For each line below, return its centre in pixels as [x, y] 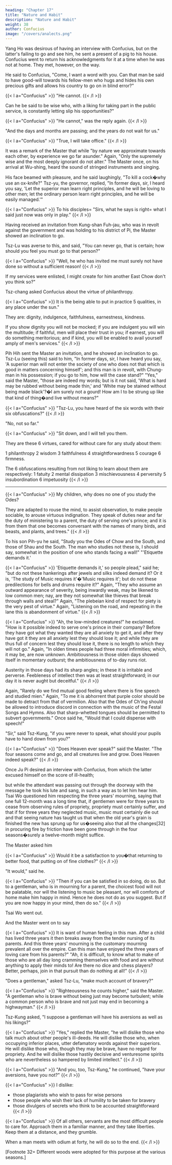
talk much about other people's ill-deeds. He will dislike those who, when [82, 1038]
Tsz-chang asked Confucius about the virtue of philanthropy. [70, 292]
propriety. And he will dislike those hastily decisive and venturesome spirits [84, 1054]
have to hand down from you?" [38, 739]
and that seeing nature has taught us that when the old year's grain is [79, 818]
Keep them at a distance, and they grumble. [51, 1132]
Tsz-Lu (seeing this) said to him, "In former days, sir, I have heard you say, [84, 359]
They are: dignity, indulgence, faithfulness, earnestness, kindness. [75, 317]
